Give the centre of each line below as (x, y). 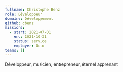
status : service (31, 41)
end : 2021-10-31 (31, 37)
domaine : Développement (29, 18)
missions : (15, 28)
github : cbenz (20, 23)
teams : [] (15, 50)
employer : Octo (29, 46)
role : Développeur (24, 14)
